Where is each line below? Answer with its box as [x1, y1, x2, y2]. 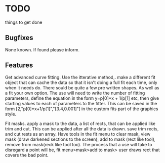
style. [5, 111, 16, 117]
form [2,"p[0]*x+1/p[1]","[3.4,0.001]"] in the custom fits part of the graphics [5, 106, 159, 112]
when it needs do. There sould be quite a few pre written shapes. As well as [5, 84, 160, 90]
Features [5, 61, 33, 70]
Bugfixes [5, 34, 34, 42]
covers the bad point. [5, 152, 48, 158]
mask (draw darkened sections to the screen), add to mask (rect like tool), [5, 136, 156, 142]
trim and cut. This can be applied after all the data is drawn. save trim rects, [5, 125, 159, 131]
